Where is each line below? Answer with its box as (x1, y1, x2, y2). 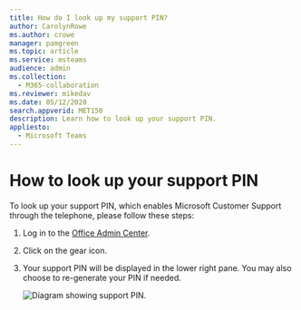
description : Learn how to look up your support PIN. (9, 114, 218, 123)
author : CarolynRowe (9, 22, 88, 31)
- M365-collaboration (17, 81, 100, 90)
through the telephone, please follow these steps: (9, 209, 195, 220)
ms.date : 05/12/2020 (9, 97, 88, 107)
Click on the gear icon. (22, 245, 108, 256)
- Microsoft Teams (17, 131, 88, 140)
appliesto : (9, 123, 51, 132)
